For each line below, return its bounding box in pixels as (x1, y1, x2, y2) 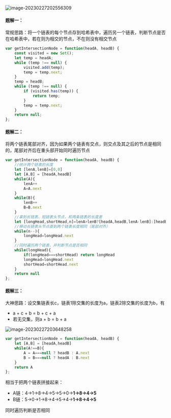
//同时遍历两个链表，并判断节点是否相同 (14, 243, 88, 248)
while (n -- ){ (14, 228, 40, 234)
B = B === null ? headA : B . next (23, 355, 90, 360)
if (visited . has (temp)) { (23, 89, 79, 94)
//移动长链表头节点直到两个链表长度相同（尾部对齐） (14, 224, 110, 229)
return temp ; (32, 93, 60, 98)
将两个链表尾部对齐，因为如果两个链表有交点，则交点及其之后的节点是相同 (5, 141, 161, 147)
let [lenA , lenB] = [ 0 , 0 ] (14, 167, 63, 172)
